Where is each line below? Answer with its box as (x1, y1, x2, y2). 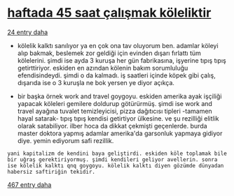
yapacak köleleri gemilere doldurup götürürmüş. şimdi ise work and (17, 99, 212, 107)
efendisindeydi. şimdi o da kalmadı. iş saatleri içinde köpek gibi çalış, (17, 71, 216, 80)
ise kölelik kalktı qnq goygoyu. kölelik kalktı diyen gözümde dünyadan (7, 162, 224, 169)
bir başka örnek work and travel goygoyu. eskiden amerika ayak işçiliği (17, 92, 222, 100)
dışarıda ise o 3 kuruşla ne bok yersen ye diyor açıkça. (17, 78, 175, 86)
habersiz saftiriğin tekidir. (7, 168, 96, 175)
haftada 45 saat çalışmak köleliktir (7, 5, 212, 21)
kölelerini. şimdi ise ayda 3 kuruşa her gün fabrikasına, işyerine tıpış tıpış (17, 56, 226, 64)
